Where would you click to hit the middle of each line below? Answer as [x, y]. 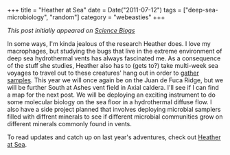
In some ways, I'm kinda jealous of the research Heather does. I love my [109, 44]
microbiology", [28, 17]
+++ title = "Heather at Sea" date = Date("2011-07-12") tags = [94, 10]
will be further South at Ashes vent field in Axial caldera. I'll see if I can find [113, 87]
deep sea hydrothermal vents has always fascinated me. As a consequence [114, 58]
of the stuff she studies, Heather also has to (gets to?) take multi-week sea [113, 65]
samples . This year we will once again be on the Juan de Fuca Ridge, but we [115, 80]
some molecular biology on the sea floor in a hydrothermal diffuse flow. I [110, 102]
